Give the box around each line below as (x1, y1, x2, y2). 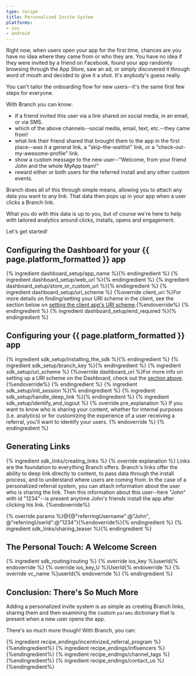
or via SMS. (14, 118, 43, 126)
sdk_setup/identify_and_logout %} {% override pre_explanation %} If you (6, 399, 182, 407)
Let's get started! (6, 228, 48, 235)
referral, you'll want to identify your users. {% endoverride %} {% (6, 418, 165, 425)
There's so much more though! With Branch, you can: (6, 627, 136, 634)
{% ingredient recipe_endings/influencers (55, 645, 157, 652)
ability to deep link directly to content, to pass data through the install (6, 470, 174, 477)
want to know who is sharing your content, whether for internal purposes (6, 405, 183, 413)
